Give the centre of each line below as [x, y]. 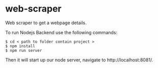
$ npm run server [24, 50]
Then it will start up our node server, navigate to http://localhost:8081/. [79, 60]
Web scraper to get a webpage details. [46, 23]
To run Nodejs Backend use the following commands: [61, 32]
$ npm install [20, 46]
